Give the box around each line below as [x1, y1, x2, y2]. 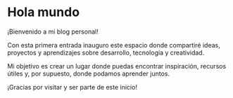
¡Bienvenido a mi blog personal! [7, 27, 99, 36]
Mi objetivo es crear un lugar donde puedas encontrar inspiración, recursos [7, 62, 227, 70]
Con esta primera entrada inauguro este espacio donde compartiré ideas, [7, 41, 220, 49]
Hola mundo [7, 4, 80, 20]
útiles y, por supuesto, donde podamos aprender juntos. [7, 69, 170, 78]
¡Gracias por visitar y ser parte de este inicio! [7, 83, 137, 91]
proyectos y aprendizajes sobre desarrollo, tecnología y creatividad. [7, 48, 205, 57]
